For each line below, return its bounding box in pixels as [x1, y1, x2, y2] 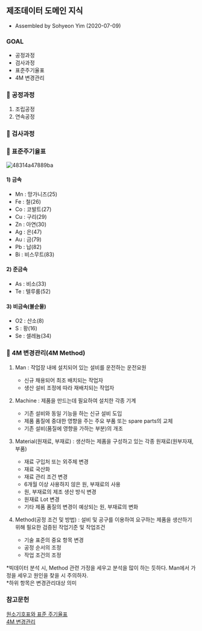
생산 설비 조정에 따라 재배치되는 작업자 [24, 384, 115, 391]
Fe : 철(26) [14, 198, 41, 205]
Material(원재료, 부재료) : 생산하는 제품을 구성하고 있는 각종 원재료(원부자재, [14, 438, 194, 445]
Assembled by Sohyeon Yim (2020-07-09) [14, 22, 121, 29]
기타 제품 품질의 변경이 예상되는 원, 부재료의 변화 [24, 503, 139, 510]
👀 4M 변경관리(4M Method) [6, 349, 86, 357]
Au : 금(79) [14, 236, 42, 243]
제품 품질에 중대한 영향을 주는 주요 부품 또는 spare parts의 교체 [24, 417, 173, 424]
